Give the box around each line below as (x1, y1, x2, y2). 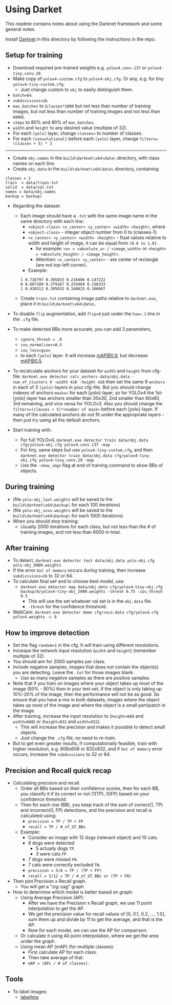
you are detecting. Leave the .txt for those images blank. (12, 669, 135, 676)
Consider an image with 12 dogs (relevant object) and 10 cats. (28, 834, 159, 841)
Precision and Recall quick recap (5, 766, 112, 775)
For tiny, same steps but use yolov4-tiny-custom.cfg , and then (20, 446, 153, 453)
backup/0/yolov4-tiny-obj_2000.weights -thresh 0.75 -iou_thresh (20, 589, 163, 594)
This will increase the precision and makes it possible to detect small (20, 724, 165, 730)
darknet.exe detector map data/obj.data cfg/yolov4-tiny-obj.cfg (20, 585, 163, 590)
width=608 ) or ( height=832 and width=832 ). (12, 718, 101, 725)
